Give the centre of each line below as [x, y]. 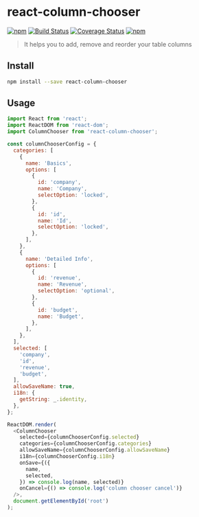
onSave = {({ [35, 463]
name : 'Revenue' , [62, 285]
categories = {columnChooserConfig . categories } [86, 444]
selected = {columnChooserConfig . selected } [79, 437]
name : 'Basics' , [48, 163]
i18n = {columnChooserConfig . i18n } [67, 457]
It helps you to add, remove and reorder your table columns [108, 44]
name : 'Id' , [55, 220]
